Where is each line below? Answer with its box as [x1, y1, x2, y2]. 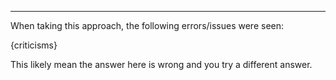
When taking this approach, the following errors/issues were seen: [10, 20, 285, 31]
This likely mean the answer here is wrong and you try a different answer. [10, 59, 313, 70]
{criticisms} [10, 39, 58, 51]
